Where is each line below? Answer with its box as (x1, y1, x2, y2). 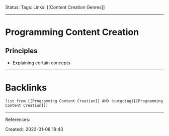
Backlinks (5, 82, 47, 93)
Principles (5, 46, 38, 55)
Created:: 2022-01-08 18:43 (5, 126, 63, 132)
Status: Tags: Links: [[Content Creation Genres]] (5, 5, 105, 10)
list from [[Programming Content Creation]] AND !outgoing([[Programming (5, 98, 163, 103)
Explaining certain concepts (12, 60, 70, 66)
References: (5, 116, 30, 122)
